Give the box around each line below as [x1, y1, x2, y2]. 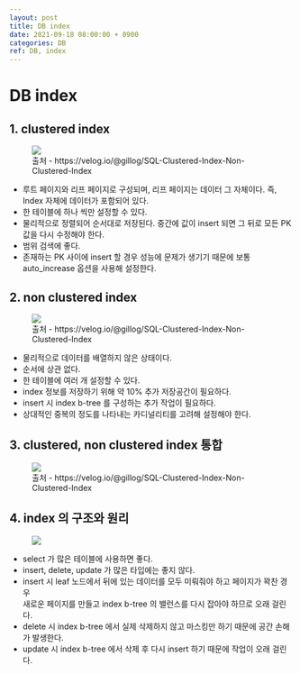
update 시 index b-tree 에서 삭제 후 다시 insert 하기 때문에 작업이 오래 [22, 643, 270, 654]
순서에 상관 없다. [22, 363, 81, 374]
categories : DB [9, 38, 67, 48]
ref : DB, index [9, 47, 67, 56]
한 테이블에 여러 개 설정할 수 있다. [22, 375, 141, 386]
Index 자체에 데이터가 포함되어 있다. [22, 196, 150, 206]
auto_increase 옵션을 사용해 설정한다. [22, 263, 157, 274]
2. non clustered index [9, 289, 138, 305]
